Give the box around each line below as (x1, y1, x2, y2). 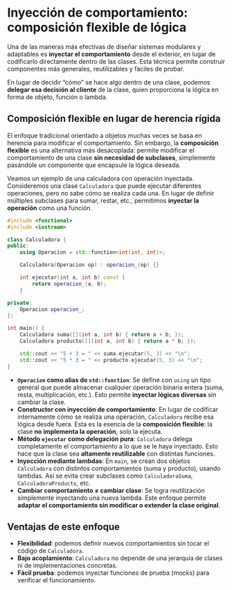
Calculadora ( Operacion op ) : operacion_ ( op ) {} (19, 261, 159, 268)
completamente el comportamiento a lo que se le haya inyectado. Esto (17, 442, 218, 450)
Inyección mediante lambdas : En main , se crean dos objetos (17, 456, 190, 465)
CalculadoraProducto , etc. (17, 478, 91, 487)
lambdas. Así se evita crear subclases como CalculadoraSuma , (17, 471, 193, 480)
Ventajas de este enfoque (7, 521, 120, 532)
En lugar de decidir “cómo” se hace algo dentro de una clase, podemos (7, 78, 211, 86)
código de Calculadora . (17, 546, 84, 555)
